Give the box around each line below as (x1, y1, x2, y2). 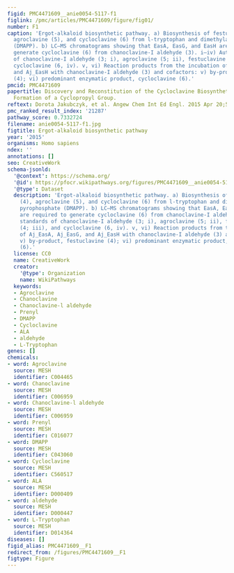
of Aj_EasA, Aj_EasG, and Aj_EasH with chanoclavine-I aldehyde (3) (19, 231, 223, 238)
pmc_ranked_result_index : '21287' (7, 107, 108, 114)
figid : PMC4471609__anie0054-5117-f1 (7, 10, 117, 17)
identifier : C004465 (13, 373, 73, 380)
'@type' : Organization (19, 269, 86, 276)
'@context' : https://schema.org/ (13, 172, 111, 179)
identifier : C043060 (13, 452, 73, 459)
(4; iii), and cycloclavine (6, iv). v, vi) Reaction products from (19, 224, 223, 231)
